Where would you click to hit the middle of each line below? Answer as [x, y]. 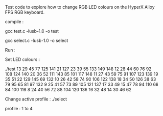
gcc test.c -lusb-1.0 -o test [32, 31]
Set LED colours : [23, 59]
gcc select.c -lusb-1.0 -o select [37, 40]
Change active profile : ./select [36, 99]
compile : [14, 22]
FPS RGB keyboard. [25, 12]
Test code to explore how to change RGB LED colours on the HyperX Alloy [80, 7]
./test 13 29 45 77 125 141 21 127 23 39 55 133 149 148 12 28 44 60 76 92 [78, 69]
